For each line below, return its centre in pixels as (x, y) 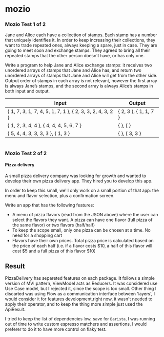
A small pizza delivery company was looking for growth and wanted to (76, 176)
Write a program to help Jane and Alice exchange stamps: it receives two (79, 65)
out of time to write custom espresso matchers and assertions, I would (76, 324)
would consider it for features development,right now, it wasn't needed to (79, 299)
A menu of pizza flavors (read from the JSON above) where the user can (85, 214)
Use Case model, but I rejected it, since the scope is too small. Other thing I (81, 288)
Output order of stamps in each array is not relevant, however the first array (81, 81)
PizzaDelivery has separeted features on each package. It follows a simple (80, 278)
